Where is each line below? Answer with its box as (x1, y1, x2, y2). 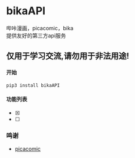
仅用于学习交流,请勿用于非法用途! (6, 51, 130, 61)
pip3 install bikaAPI (6, 82, 60, 89)
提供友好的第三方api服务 (6, 31, 66, 39)
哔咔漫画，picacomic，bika (6, 24, 73, 31)
